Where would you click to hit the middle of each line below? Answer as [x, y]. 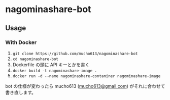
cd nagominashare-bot [35, 59]
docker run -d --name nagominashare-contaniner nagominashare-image [87, 76]
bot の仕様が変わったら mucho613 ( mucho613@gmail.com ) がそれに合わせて [85, 86]
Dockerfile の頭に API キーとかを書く [51, 65]
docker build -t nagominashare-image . [55, 71]
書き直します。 [21, 92]
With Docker [21, 42]
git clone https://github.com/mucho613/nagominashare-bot [75, 54]
